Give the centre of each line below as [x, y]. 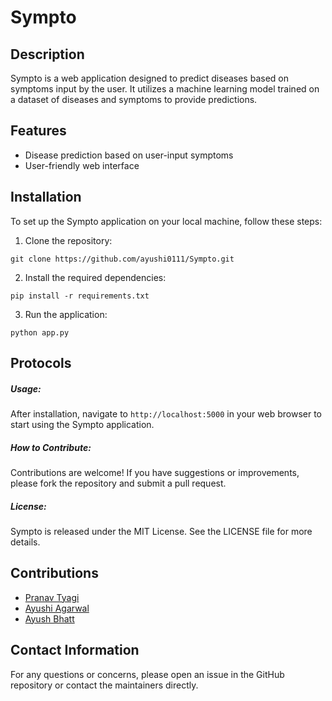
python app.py [40, 332]
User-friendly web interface [82, 165]
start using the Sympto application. [82, 424]
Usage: [26, 388]
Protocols [41, 363]
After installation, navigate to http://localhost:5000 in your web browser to [166, 413]
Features [38, 131]
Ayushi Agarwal [57, 608]
